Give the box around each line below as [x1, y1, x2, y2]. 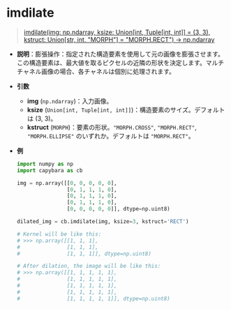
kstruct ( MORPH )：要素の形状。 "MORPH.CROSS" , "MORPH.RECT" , [27, 123, 197, 131]
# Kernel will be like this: [16, 230, 102, 238]
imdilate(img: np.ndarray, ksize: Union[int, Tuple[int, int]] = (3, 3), [23, 28, 211, 36]
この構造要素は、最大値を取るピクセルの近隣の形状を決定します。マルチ [16, 58, 225, 67]
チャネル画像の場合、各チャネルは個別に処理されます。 [16, 67, 176, 75]
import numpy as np [16, 160, 74, 167]
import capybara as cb [16, 167, 83, 174]
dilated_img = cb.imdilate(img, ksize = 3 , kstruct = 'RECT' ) [16, 218, 189, 225]
